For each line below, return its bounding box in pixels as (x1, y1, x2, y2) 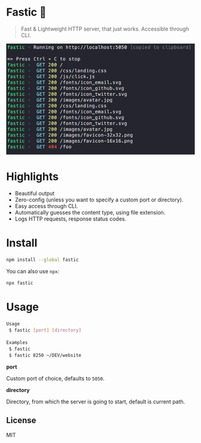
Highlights (6, 170, 59, 183)
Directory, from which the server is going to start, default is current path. (6, 398, 185, 405)
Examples (6, 340, 28, 346)
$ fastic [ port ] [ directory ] (8, 327, 82, 333)
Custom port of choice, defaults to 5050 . (6, 375, 105, 382)
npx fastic (6, 280, 33, 286)
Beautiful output (14, 190, 55, 197)
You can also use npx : (6, 268, 60, 275)
